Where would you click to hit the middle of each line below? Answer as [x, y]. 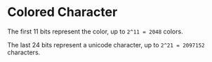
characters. [24, 52]
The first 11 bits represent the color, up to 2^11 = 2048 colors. [95, 31]
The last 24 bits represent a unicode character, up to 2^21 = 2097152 [106, 45]
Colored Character [62, 12]
